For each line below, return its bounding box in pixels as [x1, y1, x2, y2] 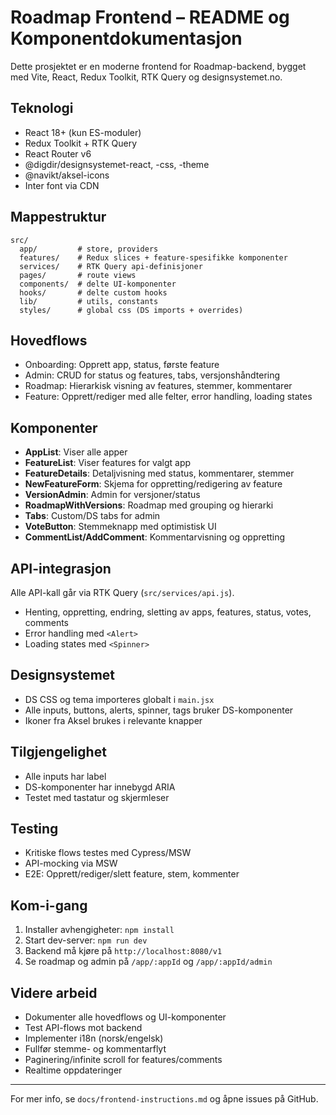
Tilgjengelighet [10, 744, 107, 761]
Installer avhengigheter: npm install [24, 924, 175, 936]
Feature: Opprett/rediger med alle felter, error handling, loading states [24, 391, 313, 403]
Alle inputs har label [24, 770, 107, 782]
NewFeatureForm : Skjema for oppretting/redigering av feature [24, 478, 283, 490]
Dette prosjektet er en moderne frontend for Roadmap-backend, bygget [10, 60, 307, 72]
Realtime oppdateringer [24, 1064, 123, 1076]
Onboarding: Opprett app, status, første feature [24, 359, 220, 371]
